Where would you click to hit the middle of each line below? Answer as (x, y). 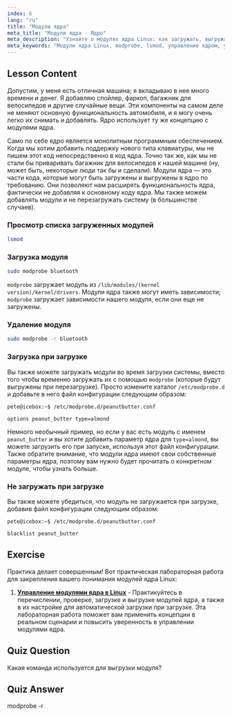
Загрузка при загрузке (47, 357)
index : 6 (20, 14)
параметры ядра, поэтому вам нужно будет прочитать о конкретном (109, 461)
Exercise (26, 555)
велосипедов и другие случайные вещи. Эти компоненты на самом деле (115, 105)
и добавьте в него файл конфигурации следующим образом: (97, 394)
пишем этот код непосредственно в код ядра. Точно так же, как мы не (112, 155)
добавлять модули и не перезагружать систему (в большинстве (103, 200)
